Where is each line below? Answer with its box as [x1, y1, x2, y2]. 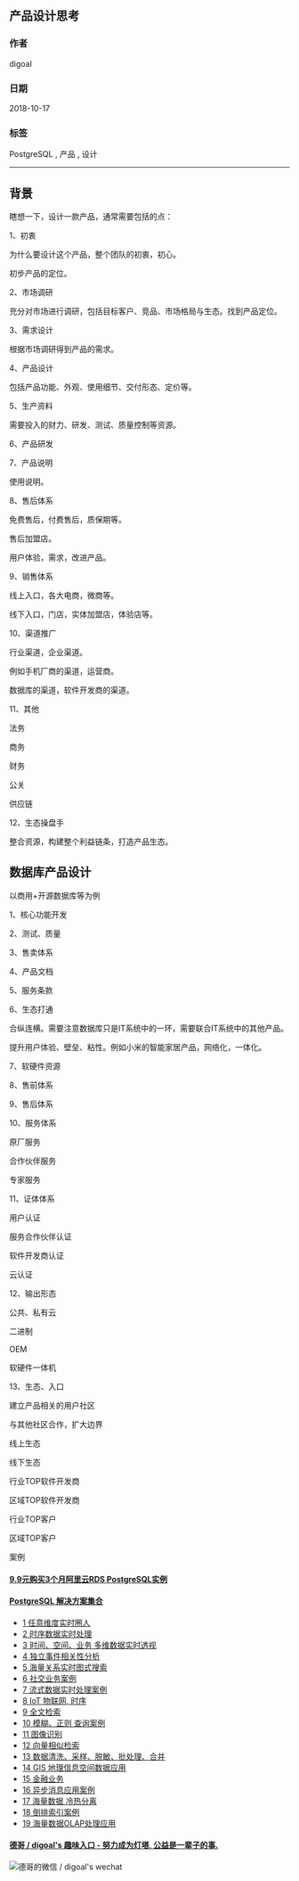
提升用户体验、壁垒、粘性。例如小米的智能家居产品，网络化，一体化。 [9, 1041, 267, 1052]
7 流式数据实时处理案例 [21, 1684, 108, 1695]
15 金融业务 [21, 1773, 64, 1784]
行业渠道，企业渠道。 [9, 647, 87, 658]
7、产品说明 [9, 457, 53, 468]
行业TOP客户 [9, 1514, 57, 1524]
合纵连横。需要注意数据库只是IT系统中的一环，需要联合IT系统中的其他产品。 [9, 1023, 289, 1033]
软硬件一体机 [9, 1362, 56, 1373]
